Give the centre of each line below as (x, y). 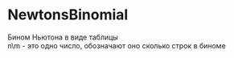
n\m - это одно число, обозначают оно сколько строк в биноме (117, 45)
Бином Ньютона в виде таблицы (63, 37)
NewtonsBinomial (68, 15)
